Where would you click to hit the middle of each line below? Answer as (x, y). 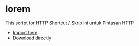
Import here (25, 32)
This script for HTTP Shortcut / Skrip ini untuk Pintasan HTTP (70, 23)
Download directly (32, 38)
